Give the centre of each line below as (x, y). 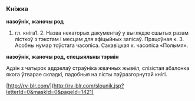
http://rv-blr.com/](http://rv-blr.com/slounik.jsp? (66, 86)
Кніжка (17, 9)
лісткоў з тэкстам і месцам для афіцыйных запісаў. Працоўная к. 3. (99, 39)
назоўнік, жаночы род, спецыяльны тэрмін (62, 57)
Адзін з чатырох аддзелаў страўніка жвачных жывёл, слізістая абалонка (98, 68)
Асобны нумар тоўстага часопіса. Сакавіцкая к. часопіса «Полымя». (101, 45)
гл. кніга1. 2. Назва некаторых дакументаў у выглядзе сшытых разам (102, 33)
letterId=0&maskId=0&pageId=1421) (50, 92)
